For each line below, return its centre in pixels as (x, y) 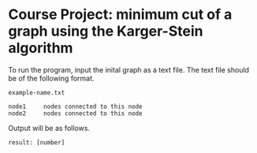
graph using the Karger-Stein (106, 31)
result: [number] (37, 142)
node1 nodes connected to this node (76, 106)
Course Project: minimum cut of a (120, 15)
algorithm (41, 48)
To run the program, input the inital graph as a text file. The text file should (129, 69)
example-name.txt (37, 92)
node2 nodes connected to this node (76, 113)
